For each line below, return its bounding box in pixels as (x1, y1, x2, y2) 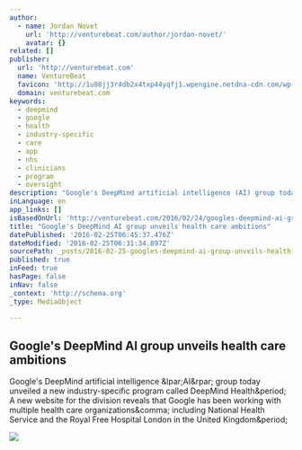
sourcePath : (9, 247, 54, 256)
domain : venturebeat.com (17, 88, 111, 97)
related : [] (9, 47, 54, 56)
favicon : (17, 80, 50, 89)
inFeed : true (9, 264, 58, 273)
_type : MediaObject (9, 297, 83, 306)
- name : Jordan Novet (17, 22, 99, 31)
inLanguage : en (9, 197, 67, 207)
